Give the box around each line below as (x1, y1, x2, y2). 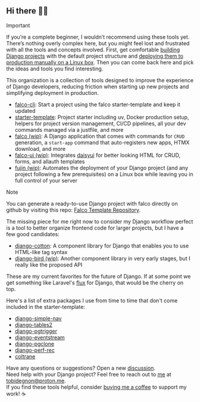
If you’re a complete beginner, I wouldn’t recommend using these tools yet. (6, 33, 190, 41)
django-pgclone (14, 340, 55, 347)
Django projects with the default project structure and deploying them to (6, 52, 183, 60)
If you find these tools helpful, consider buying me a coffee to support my (6, 383, 187, 391)
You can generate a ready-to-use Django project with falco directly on (6, 200, 179, 207)
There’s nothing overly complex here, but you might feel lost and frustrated (6, 39, 190, 47)
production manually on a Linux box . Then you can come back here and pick (6, 58, 194, 66)
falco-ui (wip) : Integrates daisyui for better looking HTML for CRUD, (14, 151, 180, 159)
